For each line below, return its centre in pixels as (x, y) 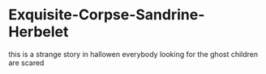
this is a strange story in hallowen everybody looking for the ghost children (133, 54)
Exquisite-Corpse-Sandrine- (107, 15)
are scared (26, 63)
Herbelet (39, 32)
